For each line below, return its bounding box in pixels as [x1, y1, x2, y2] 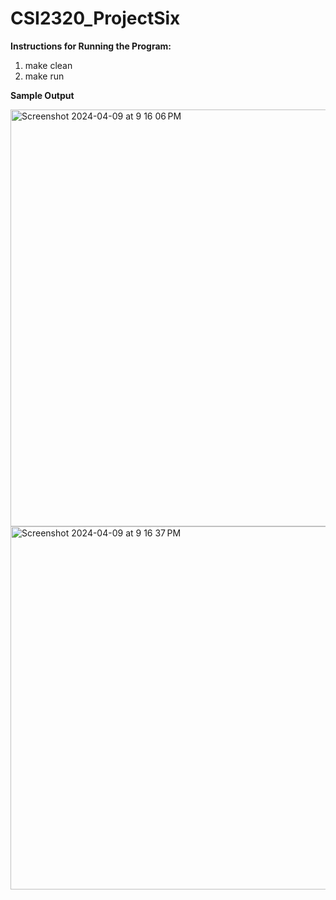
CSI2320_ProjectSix [10, 7, 181, 30]
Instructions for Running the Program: [10, 40, 172, 52]
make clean [24, 59, 73, 71]
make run [24, 70, 65, 82]
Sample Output [10, 89, 75, 101]
